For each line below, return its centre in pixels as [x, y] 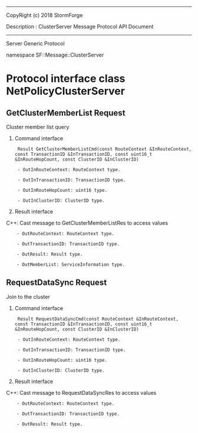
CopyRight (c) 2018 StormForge [44, 15]
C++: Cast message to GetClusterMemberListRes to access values [87, 223]
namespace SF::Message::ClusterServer [55, 55]
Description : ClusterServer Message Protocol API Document [80, 26]
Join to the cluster [28, 297]
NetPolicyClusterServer [66, 91]
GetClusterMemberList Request [66, 113]
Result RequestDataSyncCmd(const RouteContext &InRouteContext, [98, 319]
